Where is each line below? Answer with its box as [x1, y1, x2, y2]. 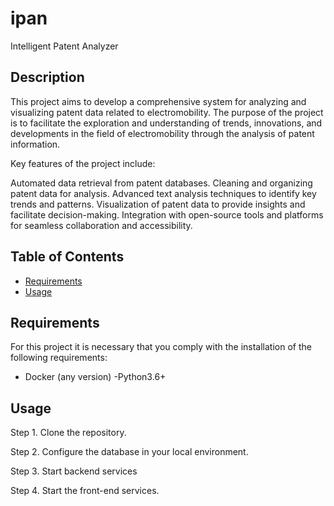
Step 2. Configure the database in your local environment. [10, 446, 249, 458]
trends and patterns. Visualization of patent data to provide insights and [10, 198, 306, 210]
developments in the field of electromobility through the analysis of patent [10, 127, 315, 139]
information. [10, 138, 61, 150]
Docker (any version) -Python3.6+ [24, 371, 167, 383]
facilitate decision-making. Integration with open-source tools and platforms [10, 208, 324, 221]
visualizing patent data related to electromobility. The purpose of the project [10, 106, 324, 118]
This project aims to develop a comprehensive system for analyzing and [10, 95, 307, 107]
